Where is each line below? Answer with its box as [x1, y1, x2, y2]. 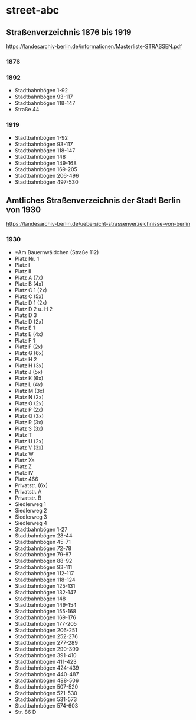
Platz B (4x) [14, 280, 44, 287]
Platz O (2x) [14, 399, 44, 407]
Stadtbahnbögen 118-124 [14, 576, 76, 583]
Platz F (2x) [14, 343, 43, 350]
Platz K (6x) [14, 375, 44, 382]
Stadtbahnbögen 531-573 [14, 696, 77, 703]
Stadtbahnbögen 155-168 [14, 607, 77, 615]
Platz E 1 [14, 324, 35, 331]
